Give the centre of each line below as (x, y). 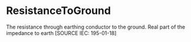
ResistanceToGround (58, 11)
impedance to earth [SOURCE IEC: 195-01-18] (61, 33)
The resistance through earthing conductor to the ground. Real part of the (96, 27)
